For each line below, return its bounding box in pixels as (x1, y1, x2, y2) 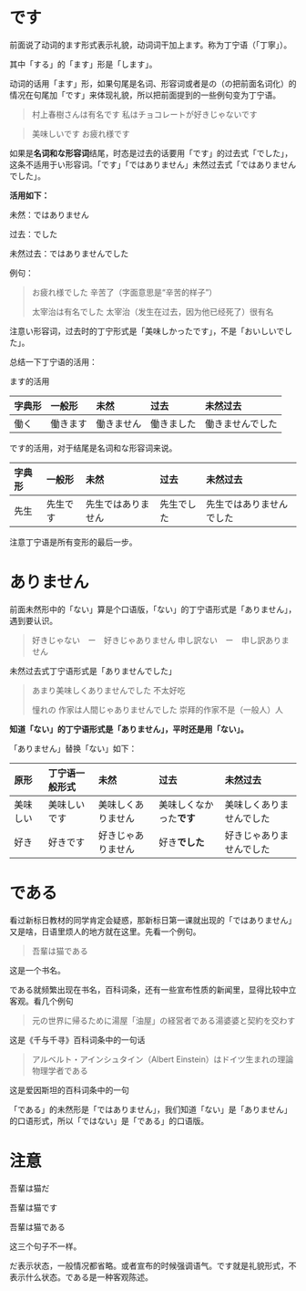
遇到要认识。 (9, 615, 57, 626)
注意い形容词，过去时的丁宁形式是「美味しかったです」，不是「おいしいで (9, 325, 285, 337)
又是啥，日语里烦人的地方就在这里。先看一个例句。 (9, 926, 201, 937)
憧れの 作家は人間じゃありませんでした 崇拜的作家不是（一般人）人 (31, 703, 284, 715)
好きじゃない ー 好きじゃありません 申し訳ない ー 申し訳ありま (31, 634, 290, 645)
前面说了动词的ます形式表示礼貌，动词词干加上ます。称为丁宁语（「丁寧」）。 (9, 39, 292, 50)
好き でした (158, 836, 205, 849)
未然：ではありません (9, 209, 89, 220)
